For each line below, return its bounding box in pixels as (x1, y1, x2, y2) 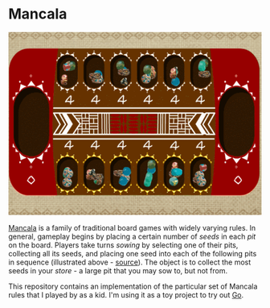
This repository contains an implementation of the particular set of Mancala (8, 281, 258, 291)
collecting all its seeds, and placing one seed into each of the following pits (8, 249, 257, 259)
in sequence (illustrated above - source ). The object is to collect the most (8, 257, 252, 267)
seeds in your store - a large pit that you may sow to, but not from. (8, 266, 227, 276)
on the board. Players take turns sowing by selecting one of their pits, (8, 240, 239, 250)
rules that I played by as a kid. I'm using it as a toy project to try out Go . (8, 290, 244, 300)
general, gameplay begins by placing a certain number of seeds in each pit (8, 231, 256, 242)
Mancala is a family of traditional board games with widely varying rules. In (8, 223, 256, 233)
